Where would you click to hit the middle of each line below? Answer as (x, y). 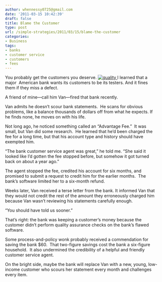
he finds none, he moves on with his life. (45, 117)
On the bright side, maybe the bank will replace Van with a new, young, (76, 265)
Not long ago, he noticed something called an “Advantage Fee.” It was (76, 126)
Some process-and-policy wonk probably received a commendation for (77, 240)
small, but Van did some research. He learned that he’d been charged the (79, 132)
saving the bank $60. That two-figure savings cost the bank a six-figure (78, 245)
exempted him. (20, 142)
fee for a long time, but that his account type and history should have (74, 137)
